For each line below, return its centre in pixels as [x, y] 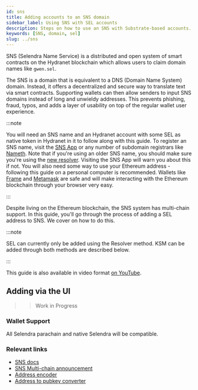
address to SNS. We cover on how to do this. [61, 220]
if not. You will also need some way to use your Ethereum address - [88, 166]
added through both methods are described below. [68, 250]
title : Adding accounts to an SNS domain [58, 17]
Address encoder [36, 375]
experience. [21, 111]
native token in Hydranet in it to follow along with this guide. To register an [96, 141]
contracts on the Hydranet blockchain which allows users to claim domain [96, 62]
